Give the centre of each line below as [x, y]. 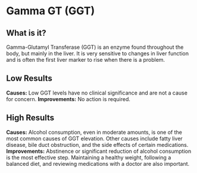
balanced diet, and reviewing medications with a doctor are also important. [98, 163]
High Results [30, 118]
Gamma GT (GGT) [51, 11]
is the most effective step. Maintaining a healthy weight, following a [89, 157]
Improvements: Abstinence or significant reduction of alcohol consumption [99, 151]
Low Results [29, 78]
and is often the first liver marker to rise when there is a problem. [86, 60]
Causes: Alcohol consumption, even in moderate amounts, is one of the [94, 132]
